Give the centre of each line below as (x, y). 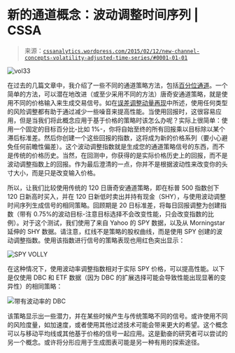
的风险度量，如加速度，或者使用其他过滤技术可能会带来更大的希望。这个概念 (117, 324)
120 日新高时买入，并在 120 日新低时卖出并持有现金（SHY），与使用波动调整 (116, 196)
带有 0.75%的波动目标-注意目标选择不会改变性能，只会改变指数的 (114, 214)
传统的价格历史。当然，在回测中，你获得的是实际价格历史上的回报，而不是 (120, 155)
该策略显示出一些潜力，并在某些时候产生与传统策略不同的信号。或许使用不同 (117, 316)
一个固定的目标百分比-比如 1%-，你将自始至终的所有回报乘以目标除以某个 (119, 129)
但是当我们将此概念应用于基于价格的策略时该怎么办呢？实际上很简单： (120, 120)
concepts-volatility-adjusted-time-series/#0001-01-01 (106, 57)
